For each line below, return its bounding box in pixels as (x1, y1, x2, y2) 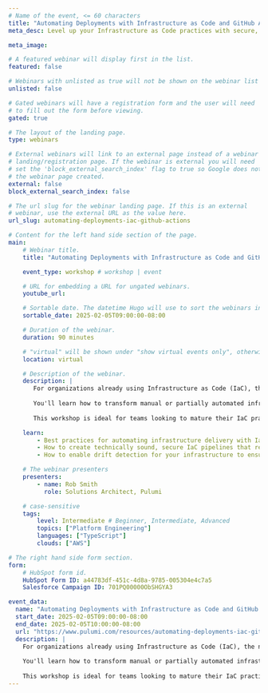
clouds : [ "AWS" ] (37, 540, 91, 548)
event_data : (8, 598, 48, 606)
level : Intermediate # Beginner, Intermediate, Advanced (37, 517, 230, 525)
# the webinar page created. (8, 173, 105, 181)
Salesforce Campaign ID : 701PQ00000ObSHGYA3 (22, 583, 173, 591)
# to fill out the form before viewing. (8, 106, 145, 114)
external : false (8, 180, 62, 188)
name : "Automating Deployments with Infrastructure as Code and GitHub (15, 605, 259, 614)
